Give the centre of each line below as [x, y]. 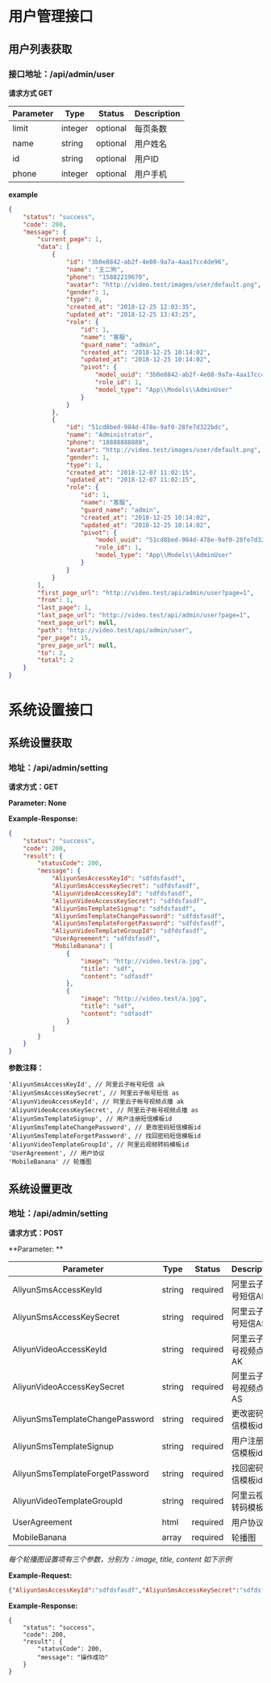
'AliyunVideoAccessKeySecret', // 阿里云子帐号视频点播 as [104, 1111]
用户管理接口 [51, 17]
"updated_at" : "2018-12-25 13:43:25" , [131, 315]
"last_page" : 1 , [65, 608]
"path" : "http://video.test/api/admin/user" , [115, 630]
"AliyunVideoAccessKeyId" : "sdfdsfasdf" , [122, 893]
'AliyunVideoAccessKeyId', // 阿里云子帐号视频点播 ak [96, 1102]
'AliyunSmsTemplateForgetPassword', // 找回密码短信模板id [105, 1137]
